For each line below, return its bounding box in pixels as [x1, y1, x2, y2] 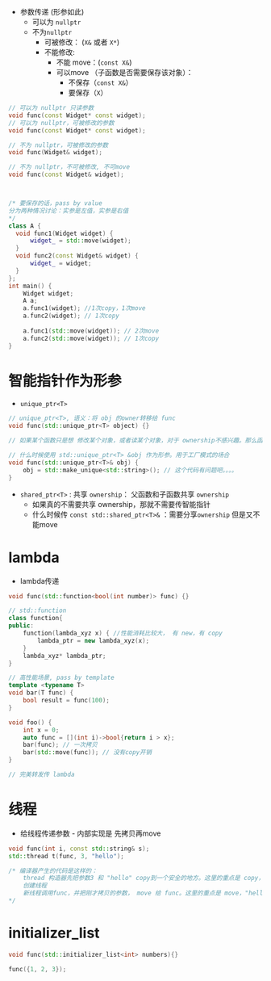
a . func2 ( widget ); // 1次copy [23, 312, 119, 321]
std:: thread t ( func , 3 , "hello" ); [8, 852, 125, 860]
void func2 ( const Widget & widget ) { [15, 252, 139, 260]
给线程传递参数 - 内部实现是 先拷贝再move [19, 828, 161, 838]
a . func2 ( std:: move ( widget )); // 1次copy [23, 334, 160, 342]
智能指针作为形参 [8, 371, 123, 390]
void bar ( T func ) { [8, 689, 74, 697]
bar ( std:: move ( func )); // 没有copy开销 [23, 748, 152, 757]
